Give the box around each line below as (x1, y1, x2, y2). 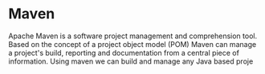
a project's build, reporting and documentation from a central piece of (8, 48, 239, 57)
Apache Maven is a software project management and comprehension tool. (8, 31, 258, 41)
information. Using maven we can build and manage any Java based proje (8, 56, 254, 66)
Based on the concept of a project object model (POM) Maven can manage (8, 39, 257, 49)
